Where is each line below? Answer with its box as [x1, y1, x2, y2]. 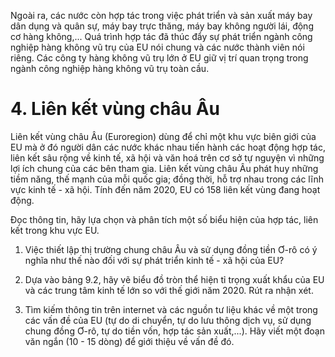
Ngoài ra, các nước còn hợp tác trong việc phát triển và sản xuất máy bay [10, 10, 313, 21]
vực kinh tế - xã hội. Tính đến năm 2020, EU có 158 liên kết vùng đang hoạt [10, 183, 321, 195]
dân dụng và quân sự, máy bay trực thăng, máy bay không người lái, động [10, 20, 314, 32]
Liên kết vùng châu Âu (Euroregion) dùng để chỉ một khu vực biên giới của [10, 130, 317, 142]
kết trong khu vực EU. [10, 224, 100, 236]
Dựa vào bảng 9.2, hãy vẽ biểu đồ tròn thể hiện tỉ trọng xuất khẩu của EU [24, 273, 325, 285]
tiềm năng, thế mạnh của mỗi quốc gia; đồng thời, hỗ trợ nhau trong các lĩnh [10, 173, 324, 185]
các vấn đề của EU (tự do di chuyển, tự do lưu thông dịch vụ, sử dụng [24, 314, 312, 326]
